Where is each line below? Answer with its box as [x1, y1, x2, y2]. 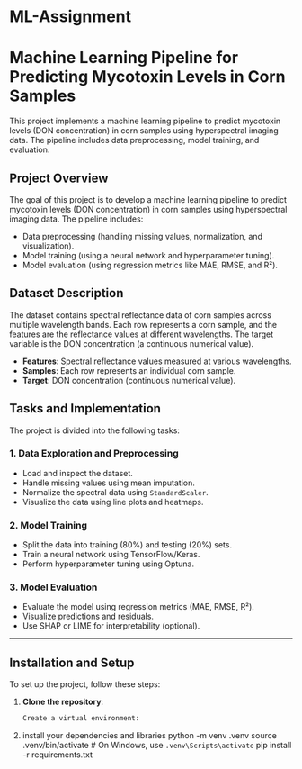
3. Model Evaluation [9, 581, 98, 593]
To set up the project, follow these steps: [9, 679, 161, 690]
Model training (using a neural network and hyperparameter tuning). [22, 249, 275, 260]
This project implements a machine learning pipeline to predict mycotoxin [9, 115, 281, 127]
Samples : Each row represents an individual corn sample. [22, 365, 236, 375]
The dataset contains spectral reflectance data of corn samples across [9, 309, 272, 321]
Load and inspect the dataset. [22, 467, 133, 478]
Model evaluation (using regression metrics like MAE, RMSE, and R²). [22, 259, 279, 270]
